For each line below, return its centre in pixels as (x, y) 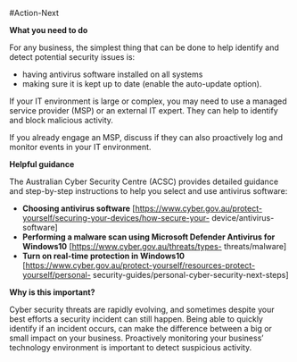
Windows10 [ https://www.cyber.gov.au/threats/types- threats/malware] (154, 246)
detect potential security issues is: (72, 57)
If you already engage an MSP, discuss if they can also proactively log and (146, 137)
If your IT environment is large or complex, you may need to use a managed (148, 101)
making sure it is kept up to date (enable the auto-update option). (142, 84)
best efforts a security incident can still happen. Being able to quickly (136, 319)
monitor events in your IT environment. (80, 147)
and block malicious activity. (62, 120)
